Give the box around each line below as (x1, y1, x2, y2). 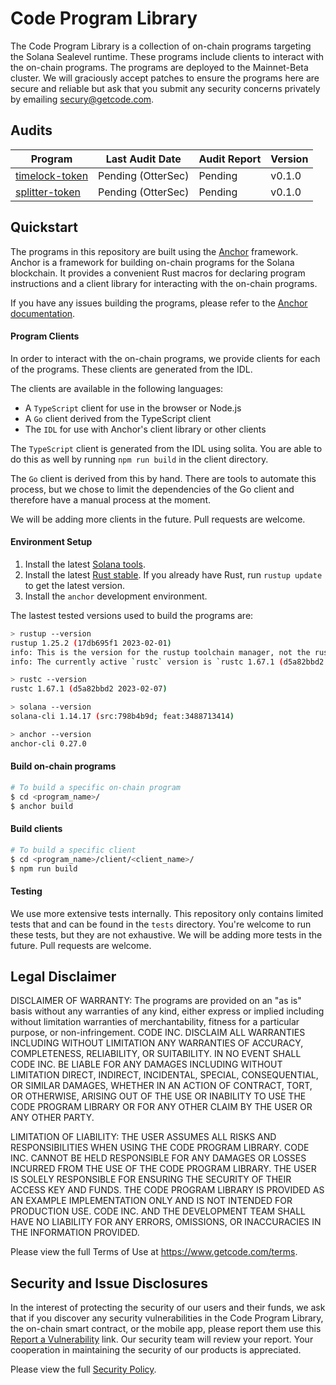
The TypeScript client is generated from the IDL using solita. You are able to (10, 442, 323, 454)
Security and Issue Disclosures (10, 1275, 208, 1292)
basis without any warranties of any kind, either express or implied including (10, 1005, 325, 1017)
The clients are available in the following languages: (10, 382, 224, 394)
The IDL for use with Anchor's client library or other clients (24, 423, 267, 435)
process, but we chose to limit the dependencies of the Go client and (10, 483, 295, 495)
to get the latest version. (24, 579, 126, 591)
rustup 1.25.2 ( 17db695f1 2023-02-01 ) (10, 638, 172, 648)
